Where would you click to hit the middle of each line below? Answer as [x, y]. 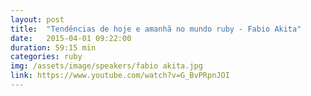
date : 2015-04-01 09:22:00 [71, 38]
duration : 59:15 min [53, 47]
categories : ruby [46, 57]
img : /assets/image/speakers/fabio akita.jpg [106, 66]
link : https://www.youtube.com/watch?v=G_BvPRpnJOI [120, 76]
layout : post [37, 19]
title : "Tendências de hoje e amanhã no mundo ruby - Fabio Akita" [156, 29]
